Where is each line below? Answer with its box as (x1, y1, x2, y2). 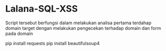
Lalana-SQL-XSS (5, 3, 78, 15)
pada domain (5, 30, 33, 36)
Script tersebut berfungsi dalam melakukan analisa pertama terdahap (5, 20, 152, 26)
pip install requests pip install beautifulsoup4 (5, 40, 100, 46)
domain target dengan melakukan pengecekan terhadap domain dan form (5, 25, 161, 31)
